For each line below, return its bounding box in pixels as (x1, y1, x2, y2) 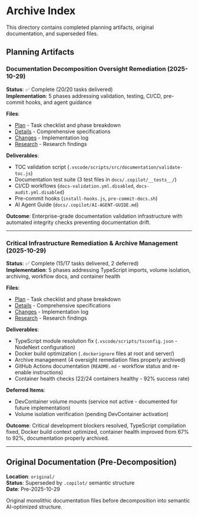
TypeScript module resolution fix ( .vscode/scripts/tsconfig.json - (14, 337, 178, 344)
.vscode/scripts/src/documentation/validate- (69, 164, 183, 170)
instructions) (32, 368, 64, 376)
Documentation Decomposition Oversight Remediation (6, 65, 166, 73)
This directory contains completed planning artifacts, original (6, 24, 154, 31)
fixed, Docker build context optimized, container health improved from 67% (6, 428, 190, 435)
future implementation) (14, 404, 71, 411)
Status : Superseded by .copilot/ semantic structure (6, 479, 135, 486)
